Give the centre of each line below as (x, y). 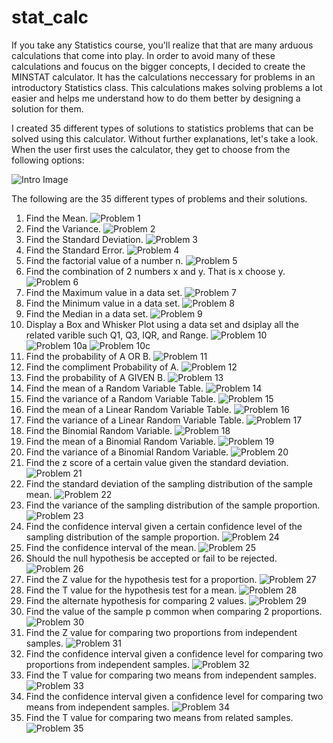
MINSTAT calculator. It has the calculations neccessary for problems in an (163, 77)
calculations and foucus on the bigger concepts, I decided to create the (158, 66)
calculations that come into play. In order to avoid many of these (143, 55)
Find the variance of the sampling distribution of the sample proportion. (173, 505)
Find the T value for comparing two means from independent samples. (171, 675)
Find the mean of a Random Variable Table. (114, 388)
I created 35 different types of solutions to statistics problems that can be (162, 128)
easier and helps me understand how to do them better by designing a (156, 98)
